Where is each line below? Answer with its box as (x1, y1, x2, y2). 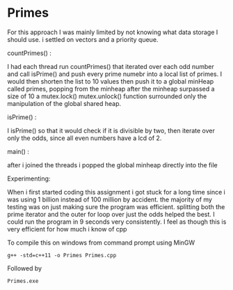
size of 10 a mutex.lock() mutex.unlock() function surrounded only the (7, 92, 207, 100)
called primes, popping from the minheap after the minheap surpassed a (7, 84, 215, 93)
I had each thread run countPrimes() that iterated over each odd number (7, 62, 214, 70)
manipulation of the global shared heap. (7, 99, 122, 107)
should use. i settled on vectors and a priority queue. (7, 35, 159, 43)
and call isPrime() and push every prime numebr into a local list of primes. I (7, 70, 223, 78)
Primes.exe (7, 277, 39, 284)
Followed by (7, 264, 42, 273)
